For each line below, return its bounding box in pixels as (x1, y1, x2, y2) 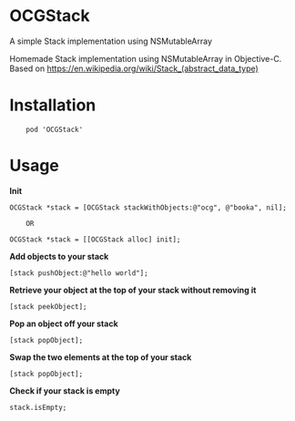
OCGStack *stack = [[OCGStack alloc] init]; (9, 234, 181, 244)
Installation (9, 95, 97, 116)
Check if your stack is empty (9, 385, 120, 396)
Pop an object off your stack (9, 318, 118, 329)
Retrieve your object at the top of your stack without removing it (9, 284, 257, 295)
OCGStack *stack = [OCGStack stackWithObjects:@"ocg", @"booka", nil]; (9, 202, 287, 212)
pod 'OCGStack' (25, 125, 84, 134)
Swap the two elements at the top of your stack (9, 352, 192, 363)
